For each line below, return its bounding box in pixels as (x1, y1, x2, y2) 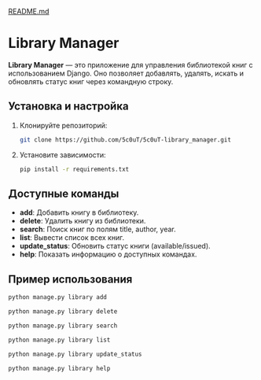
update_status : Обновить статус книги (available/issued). (19, 242, 211, 251)
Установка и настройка (8, 100, 129, 113)
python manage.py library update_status (8, 350, 143, 358)
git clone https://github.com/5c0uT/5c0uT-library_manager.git (19, 135, 232, 144)
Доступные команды (8, 186, 119, 200)
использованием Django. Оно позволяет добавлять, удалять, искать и (8, 68, 244, 78)
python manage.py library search (8, 322, 118, 330)
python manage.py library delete (8, 308, 118, 315)
